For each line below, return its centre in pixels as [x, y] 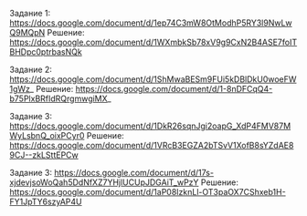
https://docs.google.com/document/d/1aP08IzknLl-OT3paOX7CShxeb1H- [148, 192]
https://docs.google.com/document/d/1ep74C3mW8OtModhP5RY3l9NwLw [151, 23]
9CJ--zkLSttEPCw [44, 155]
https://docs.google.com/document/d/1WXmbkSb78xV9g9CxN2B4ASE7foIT [153, 42]
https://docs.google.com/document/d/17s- [134, 173]
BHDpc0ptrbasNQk [46, 52]
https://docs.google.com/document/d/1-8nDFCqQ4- [174, 89]
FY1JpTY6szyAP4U [46, 201]
